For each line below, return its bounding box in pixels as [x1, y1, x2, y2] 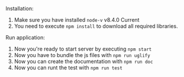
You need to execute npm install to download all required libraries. [14, 23, 178, 29]
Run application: [5, 34, 45, 41]
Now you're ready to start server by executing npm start [14, 45, 152, 52]
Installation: [5, 5, 34, 12]
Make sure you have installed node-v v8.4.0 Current [14, 16, 140, 23]
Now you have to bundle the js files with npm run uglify [14, 52, 150, 58]
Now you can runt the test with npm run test [14, 64, 122, 71]
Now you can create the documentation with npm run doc [14, 58, 153, 65]
